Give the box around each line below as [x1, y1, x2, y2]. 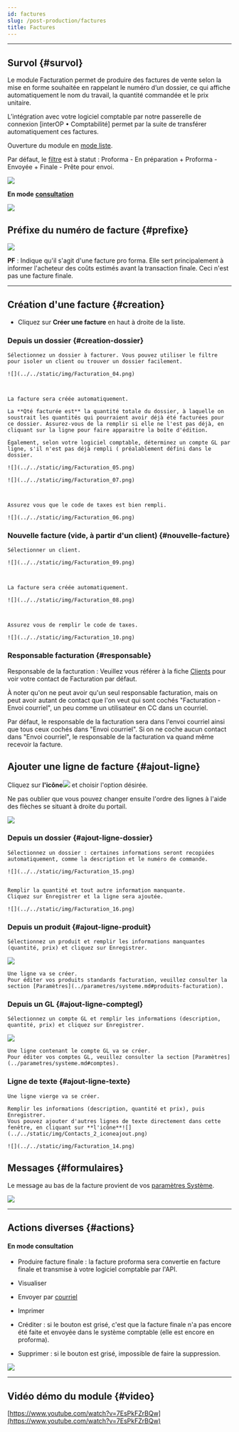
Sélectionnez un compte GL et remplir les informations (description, [7, 1015, 221, 1022]
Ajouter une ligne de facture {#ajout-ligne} [7, 761, 201, 773]
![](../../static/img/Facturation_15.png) [7, 868, 135, 875]
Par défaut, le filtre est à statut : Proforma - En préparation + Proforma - [7, 155, 218, 164]
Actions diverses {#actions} [7, 1222, 135, 1234]
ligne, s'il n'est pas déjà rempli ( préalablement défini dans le [7, 445, 212, 453]
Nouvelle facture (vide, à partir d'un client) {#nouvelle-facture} [7, 531, 230, 541]
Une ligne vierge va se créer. [7, 1092, 100, 1100]
